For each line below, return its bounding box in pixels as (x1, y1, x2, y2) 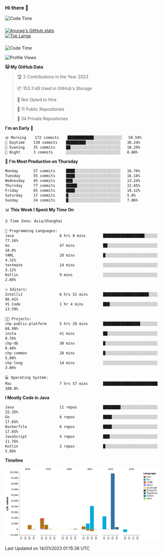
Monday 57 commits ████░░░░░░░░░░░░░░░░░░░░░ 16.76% (5, 169, 140, 174)
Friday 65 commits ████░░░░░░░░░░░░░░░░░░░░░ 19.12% (5, 188, 140, 193)
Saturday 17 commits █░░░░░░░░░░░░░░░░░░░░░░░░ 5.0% (5, 193, 136, 198)
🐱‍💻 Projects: (5, 316, 32, 322)
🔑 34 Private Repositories (17, 116, 68, 122)
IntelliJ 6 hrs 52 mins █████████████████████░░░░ (5, 292, 158, 297)
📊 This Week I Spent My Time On (5, 207, 74, 213)
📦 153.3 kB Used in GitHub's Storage (17, 86, 92, 91)
